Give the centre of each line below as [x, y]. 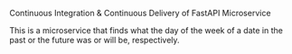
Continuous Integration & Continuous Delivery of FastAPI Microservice [140, 13]
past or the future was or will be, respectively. [94, 40]
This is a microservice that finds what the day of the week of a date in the [146, 30]
